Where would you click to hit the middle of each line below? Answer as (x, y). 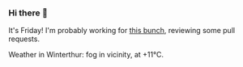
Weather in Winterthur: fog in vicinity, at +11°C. (86, 55)
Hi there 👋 (28, 13)
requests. (24, 39)
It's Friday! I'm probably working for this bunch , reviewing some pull (122, 31)
